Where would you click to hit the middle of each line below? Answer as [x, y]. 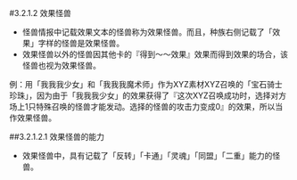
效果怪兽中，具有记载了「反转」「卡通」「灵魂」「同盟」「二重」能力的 [147, 155]
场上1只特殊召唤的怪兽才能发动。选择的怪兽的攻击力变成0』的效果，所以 [142, 106]
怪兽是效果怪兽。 [93, 43]
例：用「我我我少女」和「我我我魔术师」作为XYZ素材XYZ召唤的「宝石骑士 [146, 84]
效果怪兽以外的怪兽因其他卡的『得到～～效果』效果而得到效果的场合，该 [155, 54]
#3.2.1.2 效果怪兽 [40, 13]
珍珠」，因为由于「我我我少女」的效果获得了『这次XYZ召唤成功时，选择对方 [148, 95]
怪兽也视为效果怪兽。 [61, 65]
